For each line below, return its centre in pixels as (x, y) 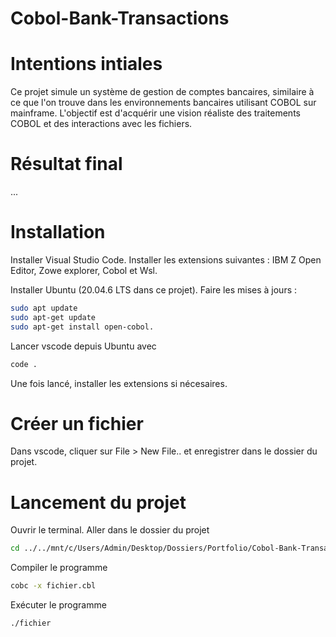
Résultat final (66, 164)
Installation (58, 232)
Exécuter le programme (58, 605)
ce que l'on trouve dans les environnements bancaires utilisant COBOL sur (163, 103)
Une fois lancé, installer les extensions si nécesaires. (119, 383)
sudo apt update (44, 308)
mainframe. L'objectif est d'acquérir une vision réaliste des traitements (155, 113)
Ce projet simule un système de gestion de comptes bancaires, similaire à (162, 92)
